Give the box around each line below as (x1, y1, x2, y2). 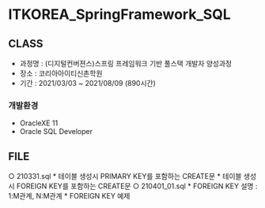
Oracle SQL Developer (19, 127, 93, 136)
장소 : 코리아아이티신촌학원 (19, 69, 103, 78)
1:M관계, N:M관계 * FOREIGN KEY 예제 (8, 191, 131, 201)
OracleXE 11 (19, 118, 59, 128)
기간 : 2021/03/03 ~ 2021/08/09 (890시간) (19, 79, 157, 87)
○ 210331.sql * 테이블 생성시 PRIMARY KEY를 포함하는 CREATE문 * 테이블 (8, 172, 242, 181)
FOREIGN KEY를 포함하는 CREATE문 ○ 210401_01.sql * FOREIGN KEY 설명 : (16, 181, 258, 191)
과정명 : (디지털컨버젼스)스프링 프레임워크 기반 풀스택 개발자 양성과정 (19, 59, 233, 68)
